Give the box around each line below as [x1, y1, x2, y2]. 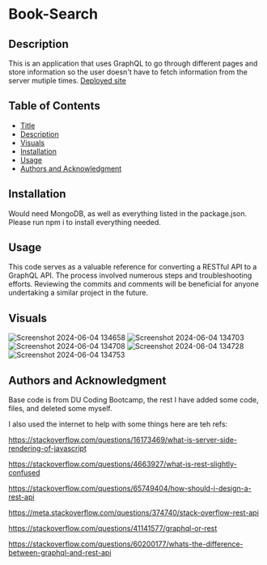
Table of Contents [8, 99, 101, 113]
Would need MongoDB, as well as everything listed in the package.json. [8, 208, 248, 219]
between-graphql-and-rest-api [8, 548, 112, 558]
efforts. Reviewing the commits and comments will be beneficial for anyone [8, 279, 259, 289]
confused [8, 468, 40, 478]
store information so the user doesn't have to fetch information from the [8, 67, 248, 77]
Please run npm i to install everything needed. [8, 217, 162, 227]
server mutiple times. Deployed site [8, 76, 127, 85]
